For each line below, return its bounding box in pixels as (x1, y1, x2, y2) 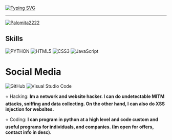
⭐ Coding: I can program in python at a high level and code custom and (5, 116, 159, 123)
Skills (5, 34, 23, 43)
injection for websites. (5, 106, 54, 112)
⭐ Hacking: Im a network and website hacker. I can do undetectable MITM (5, 93, 165, 99)
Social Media (5, 66, 61, 77)
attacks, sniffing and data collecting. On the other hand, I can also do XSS (5, 101, 165, 107)
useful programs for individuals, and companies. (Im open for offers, (5, 124, 154, 130)
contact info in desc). (5, 129, 52, 135)
